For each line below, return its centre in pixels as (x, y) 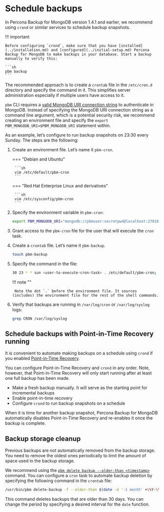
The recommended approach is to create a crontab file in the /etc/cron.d (79, 85)
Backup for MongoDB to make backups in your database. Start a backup (78, 54)
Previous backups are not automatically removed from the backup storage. (80, 450)
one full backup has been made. (37, 378)
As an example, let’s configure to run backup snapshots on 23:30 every (77, 135)
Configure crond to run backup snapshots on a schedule (69, 403)
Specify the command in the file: (45, 264)
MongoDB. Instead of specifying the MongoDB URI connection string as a (79, 110)
